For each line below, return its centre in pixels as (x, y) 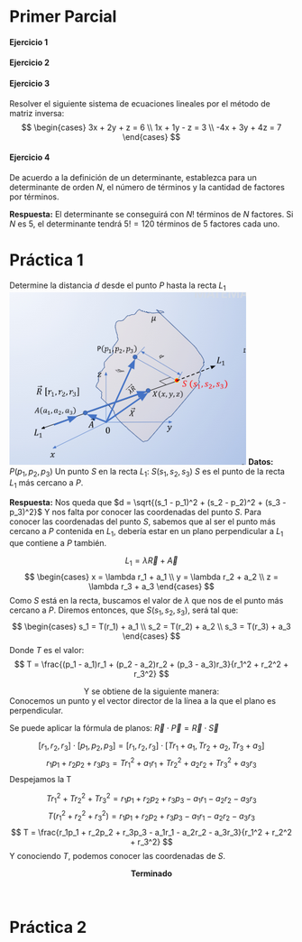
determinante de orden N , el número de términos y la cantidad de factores (147, 187)
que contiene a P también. (58, 542)
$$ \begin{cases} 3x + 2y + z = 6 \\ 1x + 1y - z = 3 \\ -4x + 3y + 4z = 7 (151, 127)
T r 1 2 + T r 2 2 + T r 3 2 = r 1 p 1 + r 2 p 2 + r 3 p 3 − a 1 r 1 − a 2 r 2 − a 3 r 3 (151, 799)
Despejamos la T (41, 779)
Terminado (151, 873)
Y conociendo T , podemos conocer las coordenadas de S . (118, 855)
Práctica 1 (46, 260)
